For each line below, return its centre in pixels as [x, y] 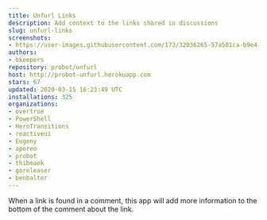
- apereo [23, 149]
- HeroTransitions [39, 126]
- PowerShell [30, 119]
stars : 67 [25, 82]
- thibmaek [26, 164]
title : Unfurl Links [43, 15]
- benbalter [28, 178]
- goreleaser [30, 171]
